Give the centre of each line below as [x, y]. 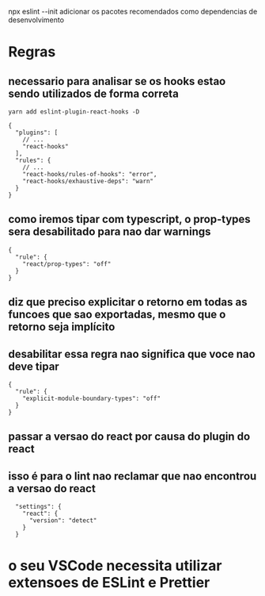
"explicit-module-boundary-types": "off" [91, 399]
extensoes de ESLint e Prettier [109, 583]
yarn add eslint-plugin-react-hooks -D [74, 112]
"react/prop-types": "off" [67, 264]
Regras [32, 52]
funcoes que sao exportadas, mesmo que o [117, 315]
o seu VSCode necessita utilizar [115, 566]
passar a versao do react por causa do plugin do [129, 437]
